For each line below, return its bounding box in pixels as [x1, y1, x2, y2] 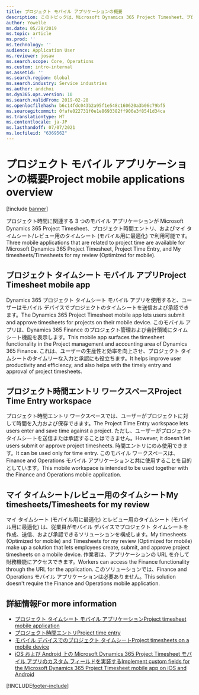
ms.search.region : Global [6, 75, 70, 81]
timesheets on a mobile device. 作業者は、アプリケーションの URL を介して [6, 551, 190, 558]
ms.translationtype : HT [6, 113, 65, 119]
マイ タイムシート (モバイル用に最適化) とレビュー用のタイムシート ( [6, 516, 174, 523]
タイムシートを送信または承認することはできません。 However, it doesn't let [6, 435, 191, 442]
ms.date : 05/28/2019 [6, 25, 57, 31]
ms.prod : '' [6, 36, 36, 42]
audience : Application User [6, 48, 76, 53]
